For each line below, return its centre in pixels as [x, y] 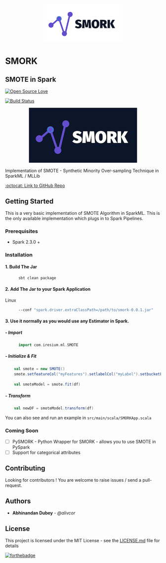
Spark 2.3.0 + [26, 242]
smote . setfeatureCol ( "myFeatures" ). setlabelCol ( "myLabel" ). [77, 374]
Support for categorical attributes [46, 452]
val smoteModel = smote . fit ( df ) [47, 384]
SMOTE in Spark [31, 79]
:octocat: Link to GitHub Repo [35, 186]
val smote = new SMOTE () [40, 369]
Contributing [25, 469]
